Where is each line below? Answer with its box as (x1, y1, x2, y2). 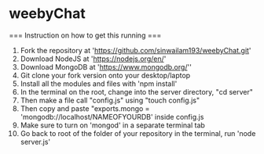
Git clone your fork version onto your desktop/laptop (20, 70, 191, 80)
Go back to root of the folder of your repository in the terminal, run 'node (20, 128, 256, 138)
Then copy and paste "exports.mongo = (20, 103, 150, 113)
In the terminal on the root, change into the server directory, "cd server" (20, 87, 254, 96)
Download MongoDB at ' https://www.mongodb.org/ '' (20, 62, 192, 71)
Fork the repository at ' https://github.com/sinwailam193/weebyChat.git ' (20, 45, 251, 55)
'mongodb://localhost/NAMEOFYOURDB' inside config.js (20, 112, 204, 121)
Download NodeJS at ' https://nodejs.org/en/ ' (20, 54, 167, 63)
